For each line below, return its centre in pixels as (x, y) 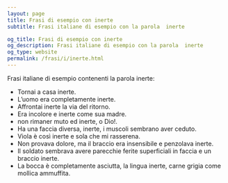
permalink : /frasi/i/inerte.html (56, 59)
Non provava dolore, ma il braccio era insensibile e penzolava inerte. (115, 143)
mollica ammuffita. (44, 173)
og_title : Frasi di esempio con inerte (65, 39)
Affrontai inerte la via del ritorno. (64, 106)
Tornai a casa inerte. (47, 92)
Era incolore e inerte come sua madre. (72, 114)
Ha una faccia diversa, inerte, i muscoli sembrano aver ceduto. (107, 129)
